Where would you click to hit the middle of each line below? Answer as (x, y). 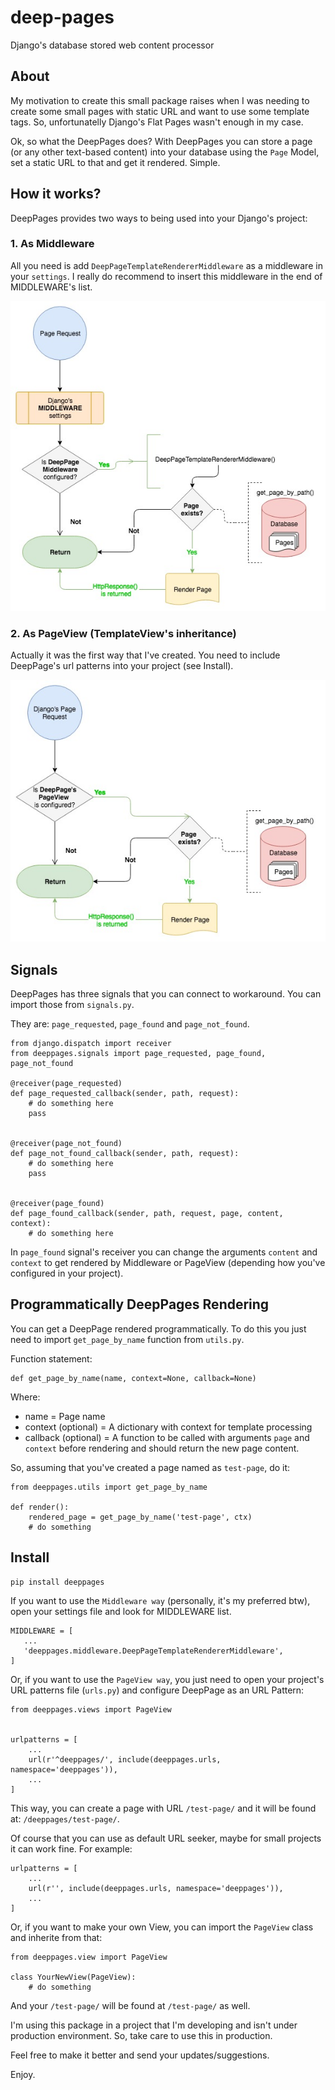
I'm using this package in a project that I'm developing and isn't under (154, 2025)
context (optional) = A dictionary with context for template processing (168, 1427)
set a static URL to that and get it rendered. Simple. (115, 162)
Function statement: (51, 1358)
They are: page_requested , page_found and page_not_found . (130, 1023)
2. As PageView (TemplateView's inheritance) (123, 634)
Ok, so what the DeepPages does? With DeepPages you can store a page (161, 141)
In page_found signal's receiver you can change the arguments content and (164, 1252)
